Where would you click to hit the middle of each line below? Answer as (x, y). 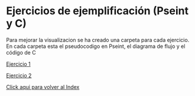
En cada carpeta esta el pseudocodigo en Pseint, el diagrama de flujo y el (96, 46)
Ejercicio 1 (18, 64)
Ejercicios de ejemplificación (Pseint (97, 11)
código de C (21, 52)
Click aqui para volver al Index (43, 87)
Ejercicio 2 (19, 75)
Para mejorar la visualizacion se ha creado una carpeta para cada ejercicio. (98, 40)
